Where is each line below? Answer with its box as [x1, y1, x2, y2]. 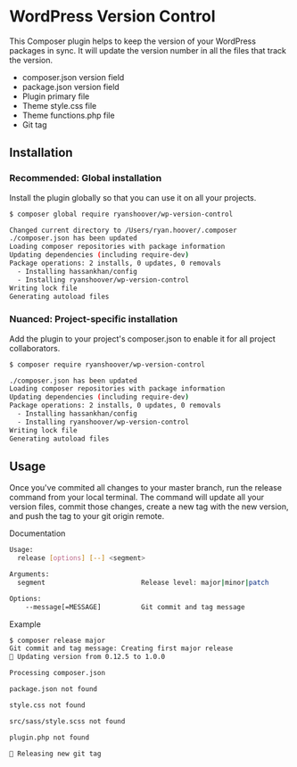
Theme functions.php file [21, 110, 115, 120]
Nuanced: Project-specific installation [9, 313, 178, 326]
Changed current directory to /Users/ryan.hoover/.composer [9, 226, 238, 235]
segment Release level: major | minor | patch [17, 578, 269, 587]
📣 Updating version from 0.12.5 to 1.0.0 [9, 653, 166, 662]
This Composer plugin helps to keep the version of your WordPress [9, 36, 257, 46]
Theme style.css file [21, 100, 97, 111]
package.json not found [9, 685, 98, 694]
